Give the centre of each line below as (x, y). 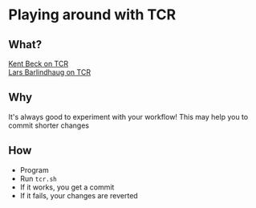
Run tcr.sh (39, 178)
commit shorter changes (49, 125)
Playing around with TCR (92, 15)
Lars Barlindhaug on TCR (49, 72)
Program (35, 169)
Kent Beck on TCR (39, 63)
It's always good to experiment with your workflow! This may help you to (128, 116)
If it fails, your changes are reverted (79, 195)
